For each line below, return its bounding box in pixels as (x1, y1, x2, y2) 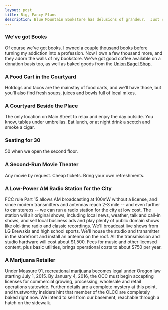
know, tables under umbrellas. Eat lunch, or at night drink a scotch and (5, 119, 150, 125)
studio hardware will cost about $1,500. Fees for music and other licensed (5, 239, 157, 245)
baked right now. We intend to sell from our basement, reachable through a (5, 294, 160, 301)
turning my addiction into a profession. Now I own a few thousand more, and (5, 50, 163, 56)
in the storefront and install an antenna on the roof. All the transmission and (5, 234, 160, 240)
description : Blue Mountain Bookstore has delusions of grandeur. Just (5, 17, 160, 22)
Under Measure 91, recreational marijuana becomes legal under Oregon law (5, 268, 161, 274)
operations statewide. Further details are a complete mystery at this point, (5, 284, 157, 290)
